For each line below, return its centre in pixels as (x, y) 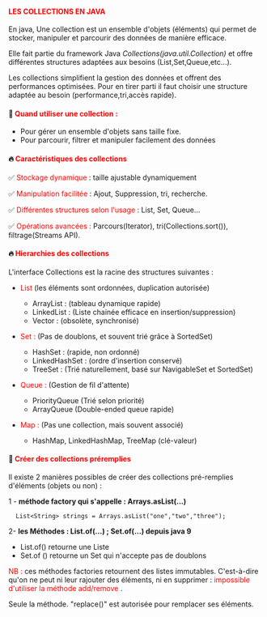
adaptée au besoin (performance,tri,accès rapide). (92, 95)
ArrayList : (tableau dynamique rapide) (96, 303)
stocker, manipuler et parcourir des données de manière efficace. (118, 38)
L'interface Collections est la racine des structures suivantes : (111, 272)
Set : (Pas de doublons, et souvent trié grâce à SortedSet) (116, 336)
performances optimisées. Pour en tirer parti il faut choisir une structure (128, 87)
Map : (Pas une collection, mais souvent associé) (102, 424)
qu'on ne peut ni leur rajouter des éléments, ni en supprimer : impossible (129, 580)
